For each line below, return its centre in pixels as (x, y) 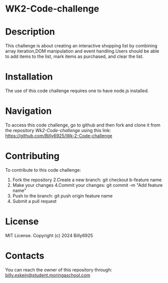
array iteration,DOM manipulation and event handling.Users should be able (82, 51)
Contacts (25, 256)
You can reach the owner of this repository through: (59, 269)
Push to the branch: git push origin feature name (62, 196)
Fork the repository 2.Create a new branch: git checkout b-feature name (87, 180)
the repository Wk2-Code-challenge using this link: (58, 130)
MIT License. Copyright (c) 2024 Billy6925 (49, 235)
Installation (29, 77)
